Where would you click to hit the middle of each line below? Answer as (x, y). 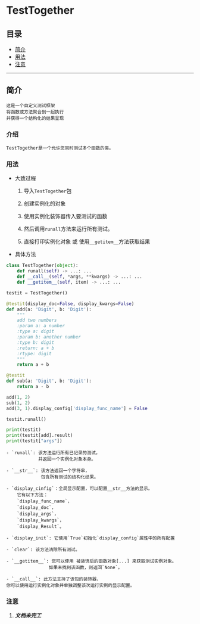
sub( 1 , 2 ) (18, 403)
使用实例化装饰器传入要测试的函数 (65, 216)
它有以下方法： (32, 495)
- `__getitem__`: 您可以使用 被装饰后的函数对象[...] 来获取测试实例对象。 (91, 561)
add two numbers (37, 320)
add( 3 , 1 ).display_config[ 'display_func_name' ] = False (77, 408)
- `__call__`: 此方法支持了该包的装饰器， (54, 579)
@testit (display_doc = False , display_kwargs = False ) (70, 304)
